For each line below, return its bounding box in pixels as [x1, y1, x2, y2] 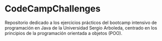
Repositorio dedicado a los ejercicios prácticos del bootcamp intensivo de [4, 19, 157, 25]
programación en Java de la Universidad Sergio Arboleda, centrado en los [4, 24, 157, 30]
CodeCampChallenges [4, 3, 101, 14]
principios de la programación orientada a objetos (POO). [4, 30, 123, 36]
